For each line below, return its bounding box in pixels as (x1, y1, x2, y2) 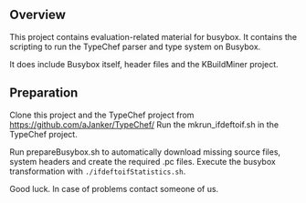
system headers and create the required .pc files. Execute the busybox (9, 156, 276, 167)
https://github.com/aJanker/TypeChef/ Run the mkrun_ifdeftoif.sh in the (9, 118, 280, 130)
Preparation (9, 86, 79, 101)
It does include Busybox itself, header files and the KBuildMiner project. (9, 58, 279, 69)
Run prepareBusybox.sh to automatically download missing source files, (9, 146, 281, 157)
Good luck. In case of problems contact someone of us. (9, 183, 219, 194)
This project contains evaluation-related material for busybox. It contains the (9, 31, 298, 42)
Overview (9, 7, 67, 23)
